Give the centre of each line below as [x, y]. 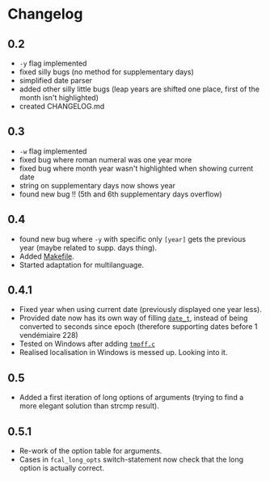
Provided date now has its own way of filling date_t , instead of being [133, 318]
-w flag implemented [53, 151]
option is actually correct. [61, 468]
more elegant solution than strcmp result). [89, 406]
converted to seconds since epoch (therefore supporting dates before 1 [138, 327]
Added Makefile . [46, 256]
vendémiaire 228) [49, 335]
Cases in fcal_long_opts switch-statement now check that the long [131, 460]
